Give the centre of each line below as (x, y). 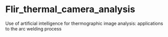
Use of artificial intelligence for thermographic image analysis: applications (84, 23)
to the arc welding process (34, 28)
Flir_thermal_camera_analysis (70, 9)
